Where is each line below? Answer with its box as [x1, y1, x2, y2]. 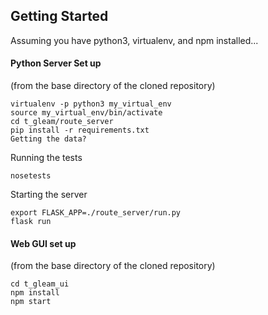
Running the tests [10, 152, 83, 164]
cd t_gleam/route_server [10, 117, 114, 127]
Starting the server [10, 189, 88, 201]
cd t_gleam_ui [10, 279, 70, 289]
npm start [10, 297, 52, 307]
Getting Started [10, 8, 109, 25]
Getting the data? [10, 134, 87, 144]
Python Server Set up [10, 57, 102, 69]
